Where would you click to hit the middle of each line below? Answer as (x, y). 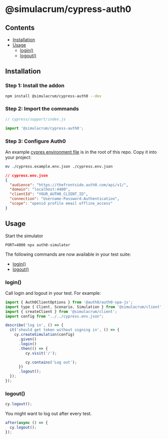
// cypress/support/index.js (35, 119)
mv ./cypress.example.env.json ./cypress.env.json (59, 166)
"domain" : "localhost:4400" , (40, 189)
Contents (20, 28)
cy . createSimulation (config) (44, 335)
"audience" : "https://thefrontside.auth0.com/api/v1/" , (69, 185)
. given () (27, 339)
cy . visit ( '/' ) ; (41, 353)
